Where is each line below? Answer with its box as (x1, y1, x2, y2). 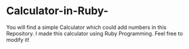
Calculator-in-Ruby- (6, 4, 109, 18)
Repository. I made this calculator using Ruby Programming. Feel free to (6, 30, 184, 37)
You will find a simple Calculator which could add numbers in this (6, 24, 167, 31)
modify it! (6, 36, 30, 43)
